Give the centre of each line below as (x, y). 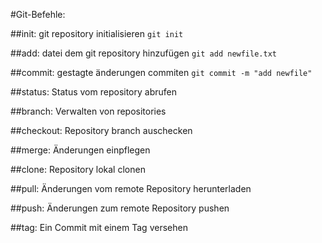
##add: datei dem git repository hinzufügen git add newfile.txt (143, 53)
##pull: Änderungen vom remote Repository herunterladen (131, 188)
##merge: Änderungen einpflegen (80, 150)
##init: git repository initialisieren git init (97, 33)
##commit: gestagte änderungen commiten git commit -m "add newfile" (161, 72)
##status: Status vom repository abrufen (93, 92)
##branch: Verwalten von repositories (88, 111)
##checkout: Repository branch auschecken (101, 130)
